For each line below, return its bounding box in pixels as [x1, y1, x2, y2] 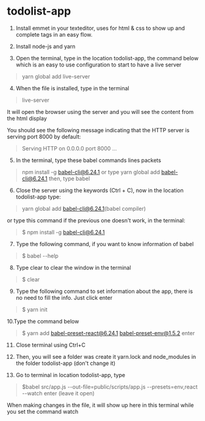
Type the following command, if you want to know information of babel [15, 240, 194, 247]
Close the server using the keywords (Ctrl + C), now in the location [15, 186, 184, 194]
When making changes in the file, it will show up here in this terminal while [7, 401, 194, 409]
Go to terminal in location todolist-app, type [15, 371, 126, 378]
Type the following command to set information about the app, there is [15, 288, 193, 295]
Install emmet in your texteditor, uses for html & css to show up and [15, 24, 185, 32]
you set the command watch [7, 408, 79, 415]
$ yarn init [21, 306, 48, 313]
